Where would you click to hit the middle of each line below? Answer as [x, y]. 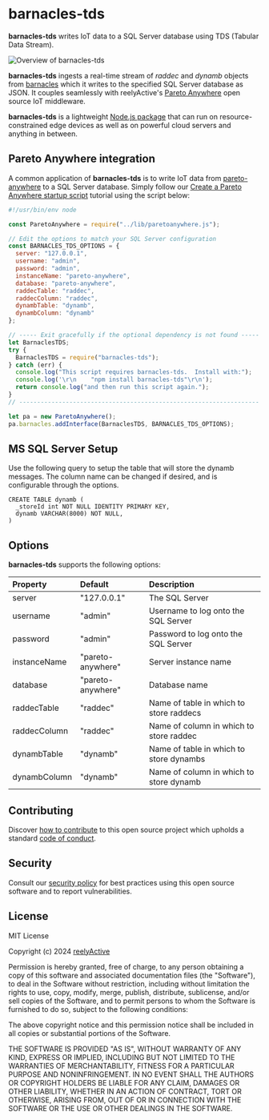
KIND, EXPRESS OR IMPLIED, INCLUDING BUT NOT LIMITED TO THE [122, 1057]
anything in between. [43, 134]
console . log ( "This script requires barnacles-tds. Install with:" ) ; [134, 372]
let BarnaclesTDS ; [39, 342]
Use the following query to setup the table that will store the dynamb [121, 468]
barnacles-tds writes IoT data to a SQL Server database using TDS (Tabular [134, 36]
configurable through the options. [64, 485]
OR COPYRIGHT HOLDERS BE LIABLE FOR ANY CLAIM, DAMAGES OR [124, 1082]
